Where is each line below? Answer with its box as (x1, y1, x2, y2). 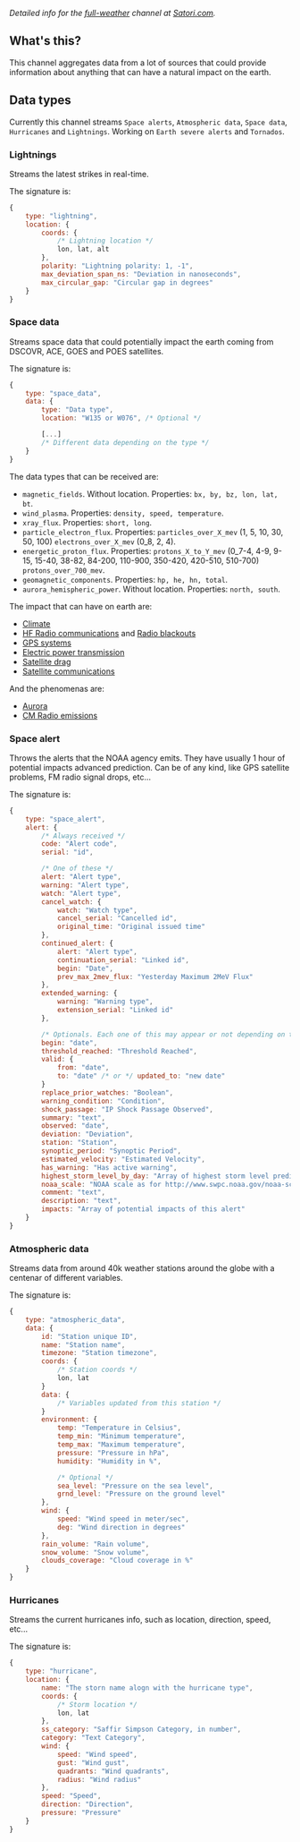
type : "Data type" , (41, 405, 114, 414)
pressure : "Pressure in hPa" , (56, 1448, 170, 1457)
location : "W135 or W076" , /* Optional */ (41, 414, 202, 423)
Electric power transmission (21, 646, 125, 657)
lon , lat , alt (56, 245, 110, 254)
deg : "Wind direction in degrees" (56, 1522, 186, 1531)
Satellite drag (21, 656, 71, 667)
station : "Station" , (41, 1138, 118, 1147)
